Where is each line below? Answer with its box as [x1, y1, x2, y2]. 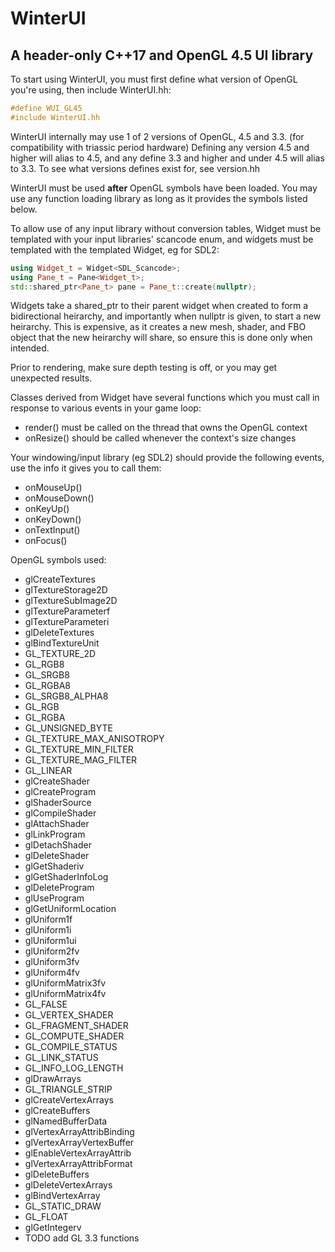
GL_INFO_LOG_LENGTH [24, 1062, 124, 1074]
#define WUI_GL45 [10, 103, 83, 113]
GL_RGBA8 [24, 680, 71, 692]
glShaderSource [24, 797, 92, 809]
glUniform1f [24, 913, 73, 926]
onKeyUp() [24, 503, 70, 515]
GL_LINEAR [24, 765, 73, 777]
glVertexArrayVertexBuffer [24, 1137, 135, 1149]
